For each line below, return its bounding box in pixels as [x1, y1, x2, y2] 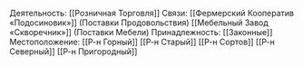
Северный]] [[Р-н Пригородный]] [9, 46, 138, 57]
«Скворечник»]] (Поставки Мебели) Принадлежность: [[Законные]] [9, 27, 273, 37]
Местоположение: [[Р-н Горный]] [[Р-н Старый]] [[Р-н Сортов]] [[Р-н [9, 36, 275, 47]
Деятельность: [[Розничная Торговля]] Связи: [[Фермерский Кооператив [9, 8, 295, 18]
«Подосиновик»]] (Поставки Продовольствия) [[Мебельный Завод [9, 17, 269, 28]
